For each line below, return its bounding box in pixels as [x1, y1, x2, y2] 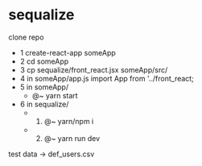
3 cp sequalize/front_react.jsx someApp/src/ [19, 64, 168, 74]
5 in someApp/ [19, 82, 69, 92]
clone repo [8, 32, 44, 42]
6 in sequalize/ [19, 99, 69, 109]
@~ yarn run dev [43, 133, 101, 143]
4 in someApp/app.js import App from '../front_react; [19, 73, 195, 83]
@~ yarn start [31, 90, 78, 100]
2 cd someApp [19, 56, 69, 66]
